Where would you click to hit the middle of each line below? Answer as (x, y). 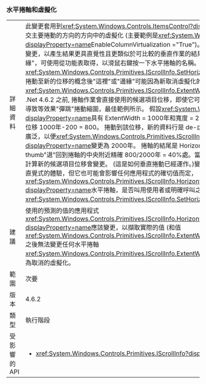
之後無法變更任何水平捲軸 (62, 244)
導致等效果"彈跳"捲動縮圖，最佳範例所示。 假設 (93, 109)
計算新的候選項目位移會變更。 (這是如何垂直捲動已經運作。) (110, 164)
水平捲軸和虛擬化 (32, 9)
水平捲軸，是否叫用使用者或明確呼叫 (143, 190)
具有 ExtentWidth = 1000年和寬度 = (143, 118)
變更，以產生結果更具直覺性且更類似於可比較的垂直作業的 (108, 54)
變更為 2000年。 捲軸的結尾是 (134, 146)
